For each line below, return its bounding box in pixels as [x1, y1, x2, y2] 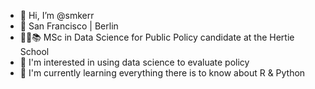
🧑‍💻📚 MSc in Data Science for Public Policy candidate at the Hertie [19, 31, 295, 43]
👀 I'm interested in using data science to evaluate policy [19, 56, 250, 68]
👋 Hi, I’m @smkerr [19, 10, 95, 21]
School [19, 46, 50, 57]
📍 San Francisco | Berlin [19, 20, 119, 32]
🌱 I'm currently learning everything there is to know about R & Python [19, 67, 306, 79]
